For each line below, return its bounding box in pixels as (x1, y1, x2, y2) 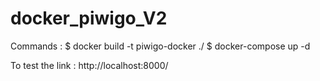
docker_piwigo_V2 (10, 7, 168, 30)
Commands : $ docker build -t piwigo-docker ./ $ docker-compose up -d (10, 40, 311, 52)
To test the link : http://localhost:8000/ (10, 59, 169, 71)
